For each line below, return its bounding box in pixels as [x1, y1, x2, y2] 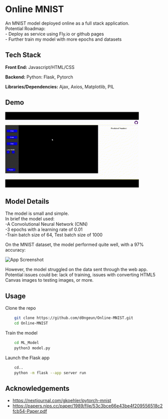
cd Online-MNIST [14, 321, 49, 326]
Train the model [5, 329, 38, 336]
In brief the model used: [5, 216, 55, 222]
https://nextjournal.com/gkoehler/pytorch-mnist [12, 397, 111, 403]
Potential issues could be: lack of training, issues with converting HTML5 [5, 272, 155, 278]
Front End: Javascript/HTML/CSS [5, 64, 75, 70]
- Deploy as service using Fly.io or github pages [5, 31, 104, 37]
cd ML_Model [14, 340, 39, 345]
